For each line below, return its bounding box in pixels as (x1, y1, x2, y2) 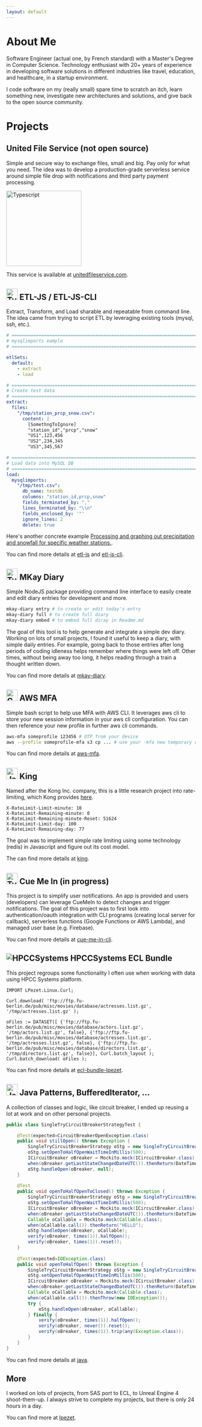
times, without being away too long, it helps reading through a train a (6, 654, 177, 661)
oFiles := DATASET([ (6, 1019, 58, 1025)
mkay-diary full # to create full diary (6, 612, 109, 618)
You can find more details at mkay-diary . (6, 672, 107, 679)
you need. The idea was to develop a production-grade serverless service (6, 166, 190, 173)
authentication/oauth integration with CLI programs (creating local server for (6, 911, 195, 919)
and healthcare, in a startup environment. (6, 73, 109, 81)
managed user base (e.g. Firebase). (6, 924, 95, 931)
